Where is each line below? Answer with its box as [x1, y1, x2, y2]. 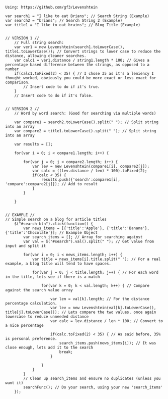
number [5, 67, 19, 72]
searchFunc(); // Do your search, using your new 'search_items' [23, 385, 163, 390]
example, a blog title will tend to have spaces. [5, 261, 112, 266]
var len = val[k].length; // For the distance [50, 296, 150, 302]
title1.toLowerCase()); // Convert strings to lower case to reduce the [5, 49, 161, 54]
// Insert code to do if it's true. [23, 84, 100, 89]
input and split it [5, 243, 46, 248]
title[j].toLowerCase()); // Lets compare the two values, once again [5, 310, 156, 315]
